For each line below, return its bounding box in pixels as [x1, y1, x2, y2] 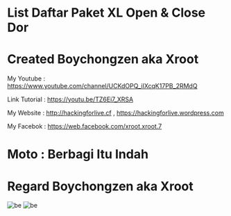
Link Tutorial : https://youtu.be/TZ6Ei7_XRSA [7, 95, 134, 103]
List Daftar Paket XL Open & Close [7, 5, 206, 21]
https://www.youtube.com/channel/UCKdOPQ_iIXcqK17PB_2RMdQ [7, 82, 198, 90]
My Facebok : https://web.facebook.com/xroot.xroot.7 [7, 122, 162, 131]
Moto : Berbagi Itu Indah [7, 147, 149, 163]
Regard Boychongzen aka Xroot [7, 178, 194, 194]
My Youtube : [7, 74, 46, 83]
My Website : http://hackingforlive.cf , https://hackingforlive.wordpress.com [7, 109, 224, 117]
